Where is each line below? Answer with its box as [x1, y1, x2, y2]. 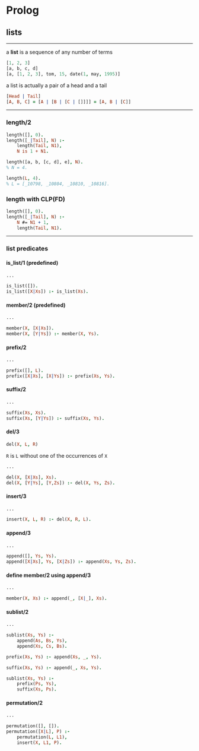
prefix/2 [6, 344, 27, 351]
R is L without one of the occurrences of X [6, 452, 108, 459]
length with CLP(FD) [6, 195, 65, 203]
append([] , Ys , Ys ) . [6, 553, 57, 559]
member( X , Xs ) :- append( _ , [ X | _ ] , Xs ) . [6, 595, 108, 601]
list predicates [6, 245, 49, 253]
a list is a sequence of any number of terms [6, 49, 113, 55]
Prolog [6, 4, 40, 17]
